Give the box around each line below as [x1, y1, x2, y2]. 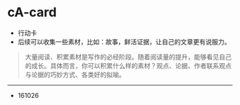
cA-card [7, 4, 57, 21]
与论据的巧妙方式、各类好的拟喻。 [24, 70, 126, 79]
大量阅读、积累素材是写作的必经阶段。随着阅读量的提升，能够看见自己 [24, 52, 232, 61]
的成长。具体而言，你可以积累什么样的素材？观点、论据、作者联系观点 [24, 61, 232, 70]
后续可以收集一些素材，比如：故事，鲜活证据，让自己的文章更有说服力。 [17, 37, 231, 46]
